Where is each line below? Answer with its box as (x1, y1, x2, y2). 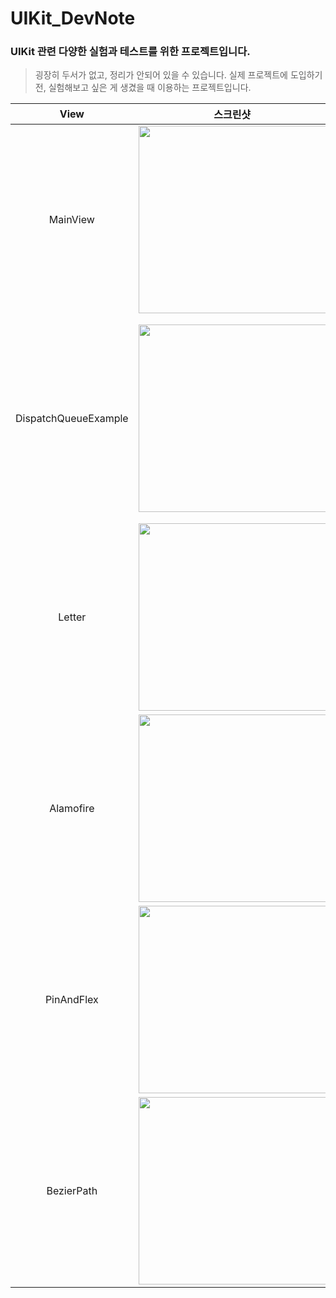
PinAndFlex (44, 993, 99, 1007)
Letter (58, 610, 87, 624)
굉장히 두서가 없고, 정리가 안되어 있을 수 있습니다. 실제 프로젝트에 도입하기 (34, 69, 323, 81)
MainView (48, 213, 95, 227)
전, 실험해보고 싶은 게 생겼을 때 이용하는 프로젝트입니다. (34, 82, 252, 94)
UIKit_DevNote (10, 7, 136, 30)
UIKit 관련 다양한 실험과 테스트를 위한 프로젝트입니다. (10, 45, 251, 59)
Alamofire (49, 802, 95, 816)
